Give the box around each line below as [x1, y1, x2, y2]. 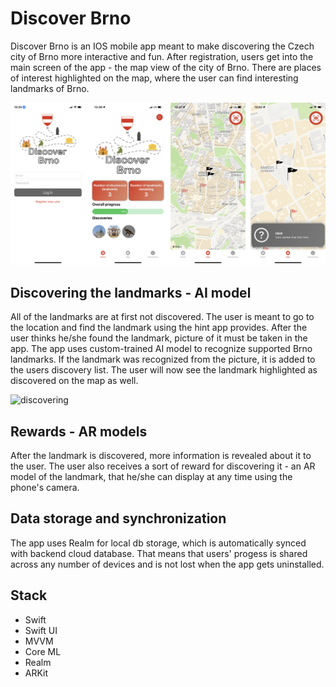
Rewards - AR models [10, 423, 148, 440]
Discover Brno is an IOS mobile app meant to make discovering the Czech [10, 40, 315, 52]
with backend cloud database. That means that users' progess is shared [10, 547, 308, 559]
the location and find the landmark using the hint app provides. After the [10, 322, 308, 334]
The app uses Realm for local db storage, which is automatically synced [10, 537, 307, 549]
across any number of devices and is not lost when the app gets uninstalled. [10, 558, 325, 570]
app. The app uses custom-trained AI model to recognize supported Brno [10, 343, 313, 355]
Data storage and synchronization [10, 510, 227, 527]
